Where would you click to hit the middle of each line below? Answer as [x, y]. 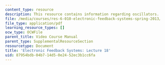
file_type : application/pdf [34, 23]
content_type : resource [29, 10]
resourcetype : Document [29, 46]
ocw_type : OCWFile [24, 32]
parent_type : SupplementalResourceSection [49, 42]
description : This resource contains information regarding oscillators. [82, 14]
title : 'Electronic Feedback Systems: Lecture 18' [58, 50]
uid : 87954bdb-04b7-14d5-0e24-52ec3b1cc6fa [50, 55]
